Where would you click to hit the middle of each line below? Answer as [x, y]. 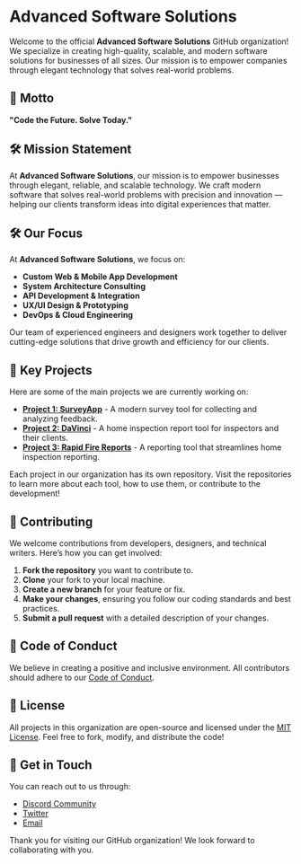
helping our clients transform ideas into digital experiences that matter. [140, 204]
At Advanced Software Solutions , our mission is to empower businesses [145, 175]
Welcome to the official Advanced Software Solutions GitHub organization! [149, 41]
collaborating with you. [52, 850]
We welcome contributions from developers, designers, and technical [138, 543]
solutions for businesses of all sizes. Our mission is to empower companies [148, 60]
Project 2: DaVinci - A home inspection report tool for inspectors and [150, 428]
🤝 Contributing [51, 521]
